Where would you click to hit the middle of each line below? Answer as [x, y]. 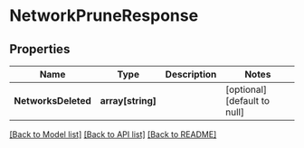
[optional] [246, 89]
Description [191, 74]
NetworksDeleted [53, 101]
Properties [40, 49]
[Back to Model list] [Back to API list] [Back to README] [113, 134]
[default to [247, 101]
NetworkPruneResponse [104, 16]
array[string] [128, 101]
